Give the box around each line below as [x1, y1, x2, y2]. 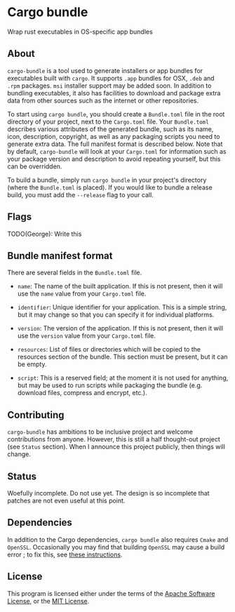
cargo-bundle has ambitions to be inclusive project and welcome [7, 427, 193, 436]
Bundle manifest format [7, 250, 113, 262]
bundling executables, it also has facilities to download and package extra [7, 88, 221, 97]
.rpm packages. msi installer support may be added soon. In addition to [7, 81, 212, 90]
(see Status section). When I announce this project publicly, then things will [7, 443, 226, 451]
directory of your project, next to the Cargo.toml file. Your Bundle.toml [7, 117, 209, 126]
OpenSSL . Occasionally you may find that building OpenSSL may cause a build [7, 543, 225, 551]
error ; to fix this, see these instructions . [7, 550, 123, 559]
